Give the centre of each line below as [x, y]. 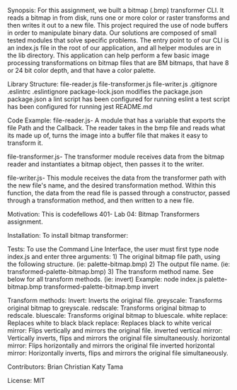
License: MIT [26, 380]
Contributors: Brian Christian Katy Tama [65, 367]
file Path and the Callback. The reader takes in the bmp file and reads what [116, 128]
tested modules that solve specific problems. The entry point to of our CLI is [118, 40]
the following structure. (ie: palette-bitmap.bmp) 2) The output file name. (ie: [119, 264]
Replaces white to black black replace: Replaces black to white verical [109, 323]
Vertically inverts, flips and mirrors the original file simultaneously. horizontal [119, 338]
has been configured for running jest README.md [80, 107]
